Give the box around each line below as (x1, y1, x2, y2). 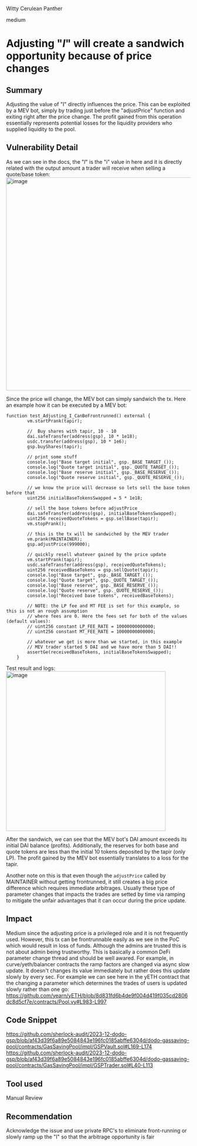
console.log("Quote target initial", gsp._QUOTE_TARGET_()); (27, 464, 180, 470)
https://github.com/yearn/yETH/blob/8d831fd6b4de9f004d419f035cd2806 (6, 992, 188, 999)
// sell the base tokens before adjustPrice (27, 505, 138, 511)
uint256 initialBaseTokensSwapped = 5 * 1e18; (27, 495, 143, 501)
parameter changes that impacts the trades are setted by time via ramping (6, 891, 186, 898)
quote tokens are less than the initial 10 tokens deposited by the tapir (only (6, 848, 186, 855)
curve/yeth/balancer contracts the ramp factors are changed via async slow (6, 960, 190, 968)
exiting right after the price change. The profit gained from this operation (6, 113, 182, 120)
